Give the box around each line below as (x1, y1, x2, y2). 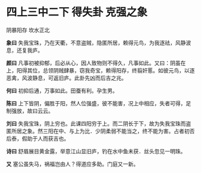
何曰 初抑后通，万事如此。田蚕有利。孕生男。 (6, 87, 118, 94)
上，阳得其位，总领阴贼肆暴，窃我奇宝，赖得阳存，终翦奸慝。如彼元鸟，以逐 (6, 66, 195, 74)
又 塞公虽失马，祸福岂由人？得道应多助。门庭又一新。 (6, 160, 139, 168)
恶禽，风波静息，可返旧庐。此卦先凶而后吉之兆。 (6, 74, 127, 81)
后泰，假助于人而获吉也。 (6, 135, 69, 142)
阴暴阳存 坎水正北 (6, 26, 50, 34)
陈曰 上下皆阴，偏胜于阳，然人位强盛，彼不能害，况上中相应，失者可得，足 (6, 99, 191, 107)
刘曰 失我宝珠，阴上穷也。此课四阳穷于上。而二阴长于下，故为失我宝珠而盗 (6, 120, 191, 127)
